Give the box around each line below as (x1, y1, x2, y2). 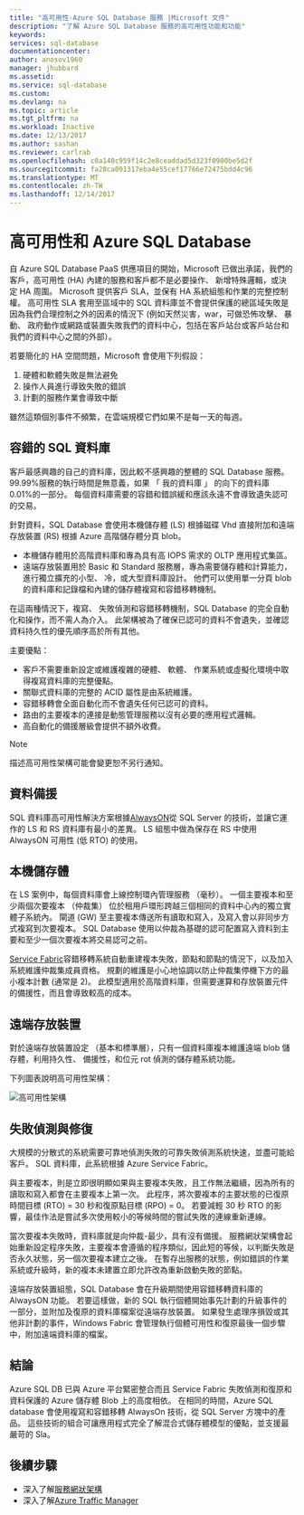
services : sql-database (9, 38, 100, 48)
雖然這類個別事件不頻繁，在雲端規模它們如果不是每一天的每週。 (9, 411, 247, 421)
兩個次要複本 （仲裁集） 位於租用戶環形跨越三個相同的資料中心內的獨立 (16, 901, 283, 912)
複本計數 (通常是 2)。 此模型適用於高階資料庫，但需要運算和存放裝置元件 (16, 976, 289, 987)
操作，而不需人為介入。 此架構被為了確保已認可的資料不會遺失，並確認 (24, 614, 290, 625)
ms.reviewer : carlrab (9, 147, 91, 156)
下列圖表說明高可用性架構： (9, 1073, 113, 1084)
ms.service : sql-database (9, 80, 107, 90)
